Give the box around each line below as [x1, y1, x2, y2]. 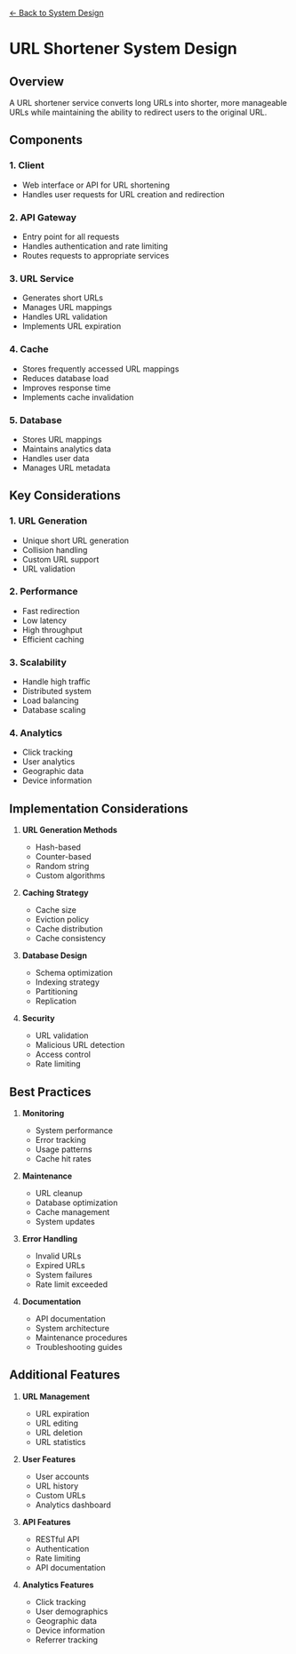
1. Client [9, 159, 44, 172]
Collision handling [21, 544, 88, 555]
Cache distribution [35, 923, 104, 934]
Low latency [21, 615, 67, 626]
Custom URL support [21, 554, 100, 564]
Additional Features [9, 1368, 121, 1383]
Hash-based [35, 842, 82, 852]
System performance [35, 1125, 114, 1136]
